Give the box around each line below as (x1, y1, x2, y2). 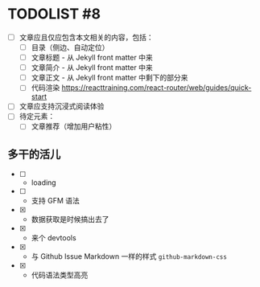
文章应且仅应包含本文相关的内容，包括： (19, 32, 154, 42)
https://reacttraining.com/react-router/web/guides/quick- (61, 83, 252, 92)
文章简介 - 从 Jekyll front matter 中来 (31, 63, 154, 72)
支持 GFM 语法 (31, 196, 80, 206)
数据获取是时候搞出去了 (31, 215, 109, 224)
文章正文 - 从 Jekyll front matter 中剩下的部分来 (31, 73, 188, 83)
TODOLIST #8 (7, 5, 101, 23)
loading (31, 178, 57, 187)
